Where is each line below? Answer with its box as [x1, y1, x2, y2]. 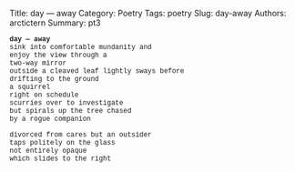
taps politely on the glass [9, 138, 116, 147]
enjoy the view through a [9, 51, 107, 60]
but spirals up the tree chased [9, 106, 132, 116]
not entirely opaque [9, 147, 87, 156]
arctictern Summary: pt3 [9, 17, 101, 28]
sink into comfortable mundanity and [9, 43, 152, 52]
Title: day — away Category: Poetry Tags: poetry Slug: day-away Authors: [9, 8, 287, 18]
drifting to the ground [9, 75, 99, 84]
